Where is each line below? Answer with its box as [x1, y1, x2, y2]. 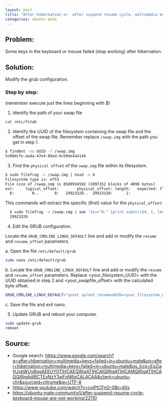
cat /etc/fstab [5, 120, 37, 125]
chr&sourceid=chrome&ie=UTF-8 [12, 379, 81, 385]
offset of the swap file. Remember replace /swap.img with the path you [12, 134, 157, 140]
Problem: [5, 35, 34, 44]
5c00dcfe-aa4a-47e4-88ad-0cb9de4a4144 [5, 154, 86, 159]
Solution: [5, 63, 34, 72]
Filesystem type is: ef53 [5, 177, 59, 182]
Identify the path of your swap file [12, 110, 82, 116]
